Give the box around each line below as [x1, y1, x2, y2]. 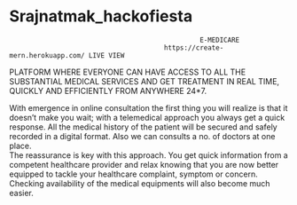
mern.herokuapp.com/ [9, 51, 86, 59]
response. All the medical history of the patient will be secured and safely [9, 122, 277, 132]
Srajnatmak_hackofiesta [9, 6, 193, 27]
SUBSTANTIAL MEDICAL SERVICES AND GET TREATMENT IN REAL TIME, [9, 75, 280, 86]
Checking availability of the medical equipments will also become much [9, 177, 270, 188]
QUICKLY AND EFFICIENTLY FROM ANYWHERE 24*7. [9, 85, 207, 96]
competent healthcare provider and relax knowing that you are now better [9, 159, 279, 170]
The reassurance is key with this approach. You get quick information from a [9, 149, 288, 161]
